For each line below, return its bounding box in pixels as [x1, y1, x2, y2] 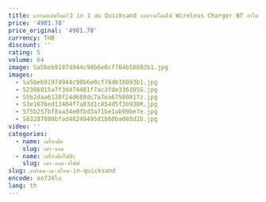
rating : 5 [8, 49, 41, 56]
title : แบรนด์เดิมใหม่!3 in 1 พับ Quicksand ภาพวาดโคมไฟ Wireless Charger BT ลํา [8, 11, 253, 20]
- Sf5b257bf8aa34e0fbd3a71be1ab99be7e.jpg [15, 108, 158, 116]
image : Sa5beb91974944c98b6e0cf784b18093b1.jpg [8, 64, 169, 72]
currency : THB [8, 33, 56, 42]
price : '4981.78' [8, 19, 66, 27]
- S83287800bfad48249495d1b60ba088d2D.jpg [15, 115, 158, 123]
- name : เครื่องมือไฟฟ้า [15, 152, 75, 160]
